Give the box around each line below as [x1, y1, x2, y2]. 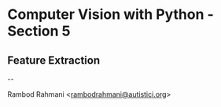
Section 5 [7, 22, 71, 40]
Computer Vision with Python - [7, 6, 214, 24]
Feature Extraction [7, 53, 100, 67]
